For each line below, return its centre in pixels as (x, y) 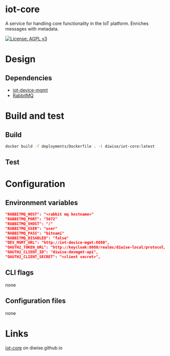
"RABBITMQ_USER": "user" (31, 229)
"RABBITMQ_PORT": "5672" (31, 219)
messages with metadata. (32, 28)
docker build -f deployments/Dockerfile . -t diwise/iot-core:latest (80, 146)
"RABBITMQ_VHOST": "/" (29, 224)
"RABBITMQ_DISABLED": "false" (37, 238)
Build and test (35, 116)
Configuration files (35, 301)
